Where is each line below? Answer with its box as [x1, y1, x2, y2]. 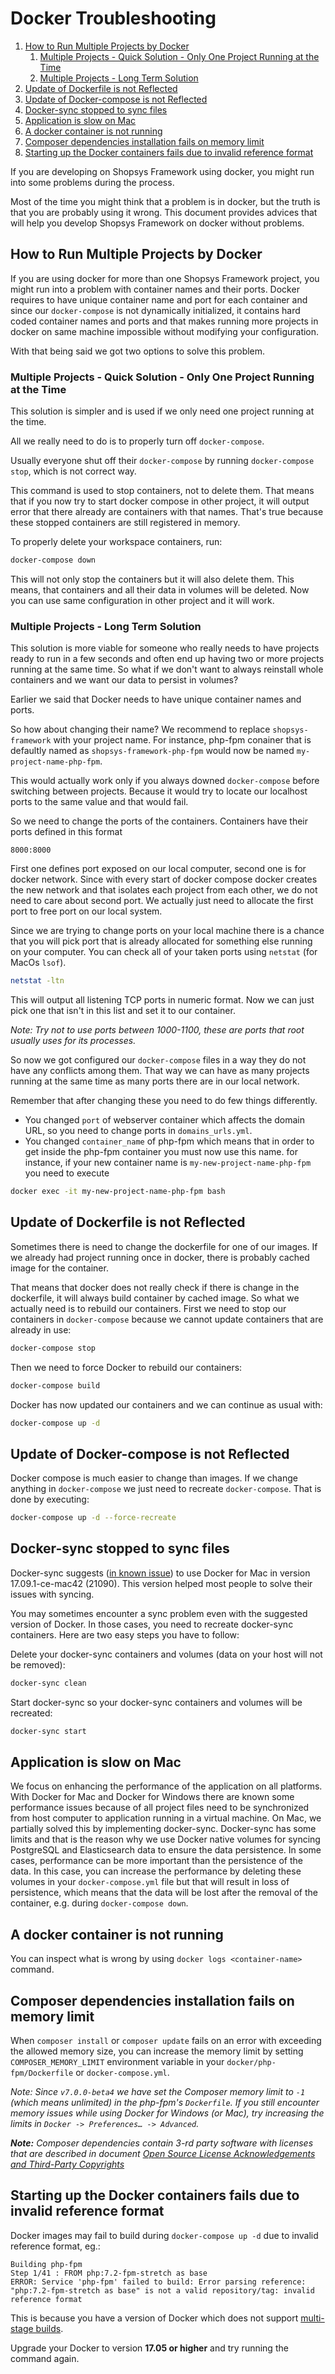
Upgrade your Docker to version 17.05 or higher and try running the [10, 2342, 289, 2354]
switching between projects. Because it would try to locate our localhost [10, 785, 308, 797]
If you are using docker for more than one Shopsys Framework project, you [10, 272, 320, 284]
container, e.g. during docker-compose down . [10, 1897, 189, 1909]
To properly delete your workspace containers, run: [10, 536, 223, 548]
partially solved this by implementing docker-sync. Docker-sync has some [10, 1823, 317, 1835]
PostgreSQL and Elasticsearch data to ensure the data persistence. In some [10, 1844, 322, 1856]
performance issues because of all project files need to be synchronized [10, 1802, 310, 1814]
